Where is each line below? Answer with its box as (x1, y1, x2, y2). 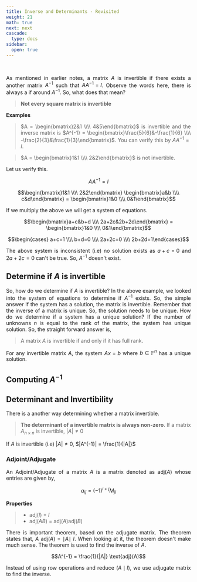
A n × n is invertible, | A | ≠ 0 (20, 427, 84, 436)
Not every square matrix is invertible (20, 101, 111, 108)
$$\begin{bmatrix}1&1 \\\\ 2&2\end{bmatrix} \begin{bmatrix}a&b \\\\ (17, 189, 180, 196)
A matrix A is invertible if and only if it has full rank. (20, 337, 144, 344)
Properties (6, 500, 33, 507)
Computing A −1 (6, 373, 63, 384)
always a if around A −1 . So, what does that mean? (6, 88, 126, 96)
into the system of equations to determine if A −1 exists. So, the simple (6, 293, 191, 302)
